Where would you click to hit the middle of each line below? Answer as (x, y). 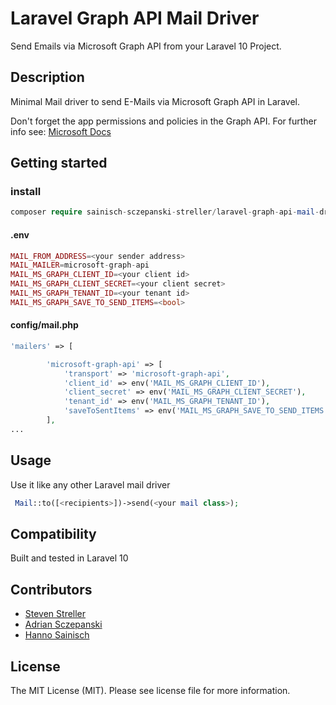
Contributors (51, 589)
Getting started (59, 163)
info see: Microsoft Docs (61, 131)
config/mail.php (44, 325)
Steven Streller (55, 614)
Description (47, 77)
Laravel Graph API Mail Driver (135, 18)
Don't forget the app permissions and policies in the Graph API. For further (163, 121)
